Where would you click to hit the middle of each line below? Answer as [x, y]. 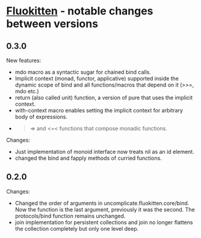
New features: [24, 60]
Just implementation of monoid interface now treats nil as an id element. [104, 152]
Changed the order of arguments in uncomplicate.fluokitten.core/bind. [102, 203]
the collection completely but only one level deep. [77, 228]
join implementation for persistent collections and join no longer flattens [104, 222]
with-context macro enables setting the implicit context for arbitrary [99, 110]
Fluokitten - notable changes [80, 11]
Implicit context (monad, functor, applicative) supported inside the [97, 78]
